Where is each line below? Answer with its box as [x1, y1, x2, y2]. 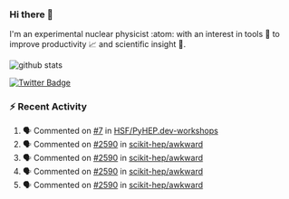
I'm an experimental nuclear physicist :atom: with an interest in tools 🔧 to [9, 29, 281, 40]
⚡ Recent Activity [9, 100, 88, 113]
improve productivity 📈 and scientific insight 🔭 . [9, 39, 187, 50]
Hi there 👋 [9, 8, 54, 21]
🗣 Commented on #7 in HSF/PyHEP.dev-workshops [22, 125, 219, 136]
